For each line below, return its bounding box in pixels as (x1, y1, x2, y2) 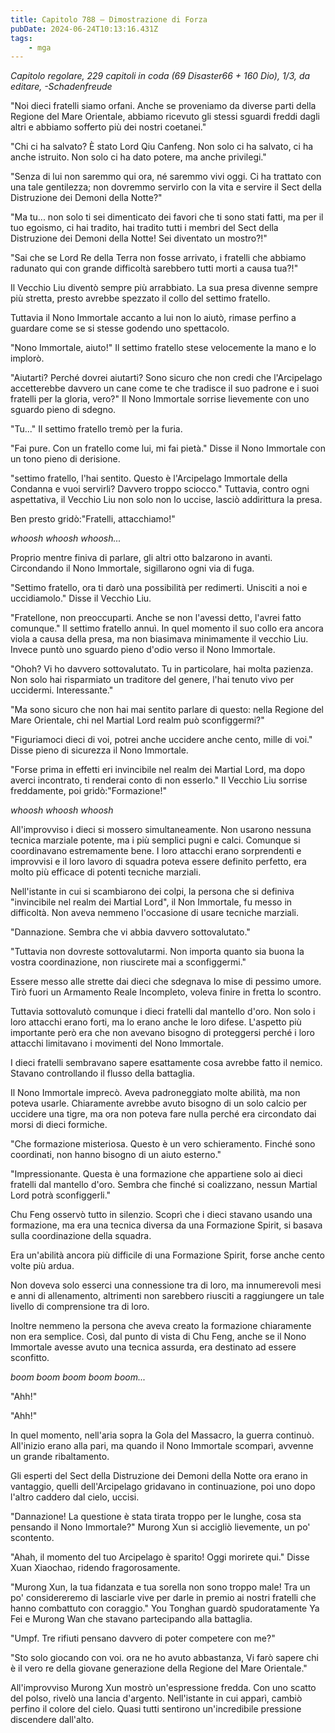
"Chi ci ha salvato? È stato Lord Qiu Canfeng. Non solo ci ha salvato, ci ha (10, 141, 314, 153)
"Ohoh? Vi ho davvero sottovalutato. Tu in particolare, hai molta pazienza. (10, 663, 314, 675)
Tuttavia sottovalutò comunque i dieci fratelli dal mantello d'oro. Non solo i (10, 1006, 316, 1018)
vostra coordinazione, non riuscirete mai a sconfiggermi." (10, 956, 247, 968)
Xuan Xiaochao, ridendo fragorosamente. (10, 1562, 181, 1574)
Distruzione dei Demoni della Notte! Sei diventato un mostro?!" (10, 232, 268, 245)
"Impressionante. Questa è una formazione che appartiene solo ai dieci (10, 1168, 303, 1180)
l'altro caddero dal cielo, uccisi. (10, 1491, 140, 1503)
